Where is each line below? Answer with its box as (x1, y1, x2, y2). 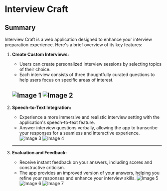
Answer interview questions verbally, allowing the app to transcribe (19, 124, 158, 130)
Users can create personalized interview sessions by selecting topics (19, 61, 162, 67)
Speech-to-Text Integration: (11, 104, 72, 110)
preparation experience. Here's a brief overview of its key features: (4, 42, 143, 48)
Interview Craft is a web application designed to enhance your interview (4, 36, 153, 42)
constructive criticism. (19, 164, 65, 170)
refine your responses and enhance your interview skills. (19, 175, 136, 181)
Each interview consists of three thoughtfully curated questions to (19, 72, 155, 78)
